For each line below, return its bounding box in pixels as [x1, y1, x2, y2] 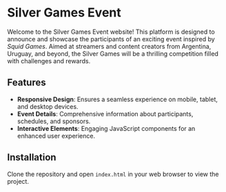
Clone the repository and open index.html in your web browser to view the [7, 170, 219, 178]
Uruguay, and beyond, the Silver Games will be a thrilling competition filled [7, 50, 219, 58]
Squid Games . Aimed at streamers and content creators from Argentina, [7, 42, 212, 50]
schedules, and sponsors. [17, 117, 91, 125]
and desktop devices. [17, 102, 79, 111]
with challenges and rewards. [7, 56, 91, 65]
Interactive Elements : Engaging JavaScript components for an [17, 124, 196, 132]
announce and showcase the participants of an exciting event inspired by [7, 34, 215, 43]
